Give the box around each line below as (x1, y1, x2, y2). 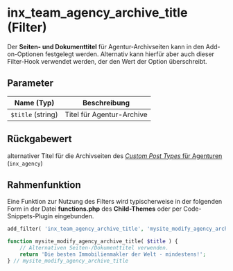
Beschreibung (82, 98, 130, 107)
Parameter (7, 78, 54, 89)
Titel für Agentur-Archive (64, 110, 148, 119)
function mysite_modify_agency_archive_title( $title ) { (7, 238, 178, 245)
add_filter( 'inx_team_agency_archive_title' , (7, 225, 144, 233)
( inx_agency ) (7, 159, 43, 167)
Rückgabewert (7, 133, 72, 145)
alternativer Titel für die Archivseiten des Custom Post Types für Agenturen (7, 151, 223, 160)
